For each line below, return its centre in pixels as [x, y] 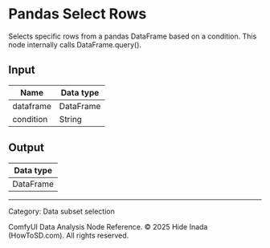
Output [26, 148]
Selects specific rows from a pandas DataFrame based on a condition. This [133, 36]
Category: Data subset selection [61, 211]
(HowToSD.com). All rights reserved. [69, 235]
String [71, 119]
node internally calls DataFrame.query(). [75, 44]
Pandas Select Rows [78, 14]
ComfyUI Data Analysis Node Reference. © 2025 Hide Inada [108, 226]
